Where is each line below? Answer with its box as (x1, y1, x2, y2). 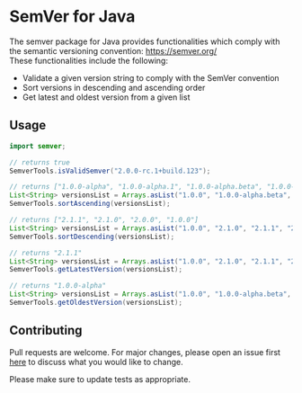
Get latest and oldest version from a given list (22, 92, 191, 103)
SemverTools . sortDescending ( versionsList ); (9, 232, 175, 241)
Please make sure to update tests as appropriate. (9, 373, 191, 384)
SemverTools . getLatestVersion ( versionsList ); (9, 265, 182, 274)
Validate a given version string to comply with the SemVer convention (22, 72, 280, 83)
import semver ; (9, 141, 67, 150)
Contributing (9, 323, 83, 338)
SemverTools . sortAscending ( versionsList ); (9, 200, 171, 209)
